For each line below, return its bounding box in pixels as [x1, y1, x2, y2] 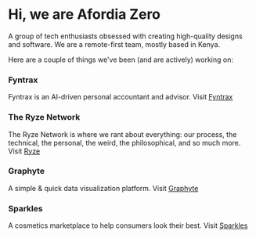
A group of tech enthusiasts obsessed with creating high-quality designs [8, 31, 243, 41]
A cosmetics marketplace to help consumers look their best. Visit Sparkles [8, 221, 248, 230]
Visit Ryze [8, 146, 41, 156]
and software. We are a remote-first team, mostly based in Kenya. [8, 39, 221, 49]
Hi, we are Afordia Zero [8, 5, 161, 23]
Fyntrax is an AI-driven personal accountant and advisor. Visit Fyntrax [8, 92, 233, 102]
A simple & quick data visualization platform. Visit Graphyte [8, 183, 199, 193]
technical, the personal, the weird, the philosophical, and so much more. [8, 138, 241, 147]
